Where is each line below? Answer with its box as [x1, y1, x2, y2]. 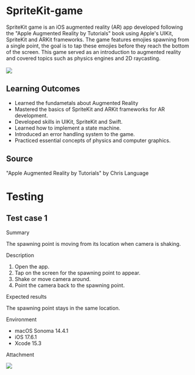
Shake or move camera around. [14, 275, 91, 282]
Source [6, 154, 33, 164]
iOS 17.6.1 [14, 333, 37, 340]
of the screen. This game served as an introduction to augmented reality [6, 48, 181, 55]
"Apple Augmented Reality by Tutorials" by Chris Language [6, 169, 149, 177]
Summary [6, 229, 30, 236]
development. [14, 112, 48, 119]
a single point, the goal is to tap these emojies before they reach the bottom [6, 42, 190, 49]
